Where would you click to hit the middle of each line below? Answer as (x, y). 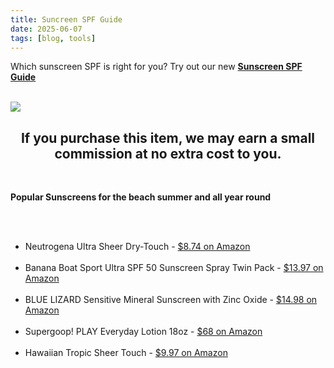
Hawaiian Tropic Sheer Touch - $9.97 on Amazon (126, 353)
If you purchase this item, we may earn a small (168, 137)
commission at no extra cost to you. (168, 153)
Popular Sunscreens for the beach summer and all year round (141, 197)
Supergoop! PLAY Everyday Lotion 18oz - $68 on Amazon (143, 332)
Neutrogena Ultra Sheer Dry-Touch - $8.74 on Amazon (137, 247)
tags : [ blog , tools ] (53, 38)
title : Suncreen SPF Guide (66, 19)
